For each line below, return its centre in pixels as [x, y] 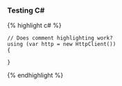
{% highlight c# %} [34, 26]
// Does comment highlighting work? [60, 38]
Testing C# [26, 10]
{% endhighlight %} [35, 76]
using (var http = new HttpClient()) [62, 44]
